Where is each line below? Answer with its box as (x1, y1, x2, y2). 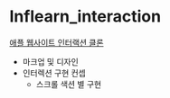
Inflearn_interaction (9, 6, 161, 27)
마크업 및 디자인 (22, 56, 79, 67)
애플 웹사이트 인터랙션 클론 (9, 37, 104, 48)
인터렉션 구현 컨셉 (22, 67, 86, 78)
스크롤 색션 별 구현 (35, 78, 102, 89)
